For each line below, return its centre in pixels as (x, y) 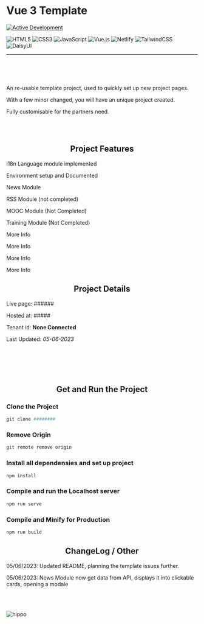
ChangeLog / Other (102, 551)
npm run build (24, 532)
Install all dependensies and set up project (70, 463)
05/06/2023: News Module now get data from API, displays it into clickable (100, 577)
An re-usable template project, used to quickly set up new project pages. (97, 88)
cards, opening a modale (37, 584)
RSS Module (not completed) (42, 199)
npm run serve (24, 504)
